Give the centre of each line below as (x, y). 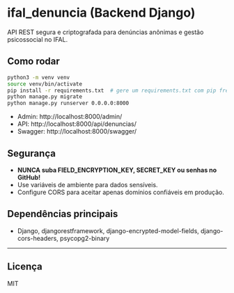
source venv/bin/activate (45, 84)
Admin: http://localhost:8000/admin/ (70, 117)
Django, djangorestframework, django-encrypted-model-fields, (108, 230)
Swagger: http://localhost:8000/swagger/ (77, 132)
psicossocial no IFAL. (38, 39)
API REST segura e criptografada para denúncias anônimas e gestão (106, 32)
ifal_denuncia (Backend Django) (101, 13)
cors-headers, (38, 238)
